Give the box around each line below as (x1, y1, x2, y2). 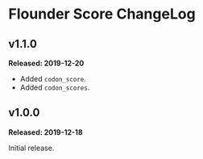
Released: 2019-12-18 (8, 127, 83, 137)
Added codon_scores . (19, 82, 90, 92)
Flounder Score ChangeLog (8, 5, 196, 23)
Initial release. (8, 143, 55, 153)
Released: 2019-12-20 (8, 58, 85, 68)
